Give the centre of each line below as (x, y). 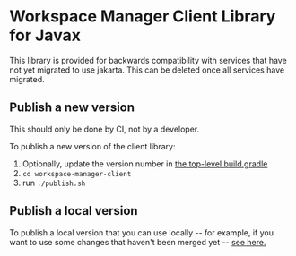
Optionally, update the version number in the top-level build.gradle (145, 164)
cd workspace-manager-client (77, 174)
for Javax (45, 35)
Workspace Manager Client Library (143, 17)
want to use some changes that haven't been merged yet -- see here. (138, 242)
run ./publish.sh (54, 183)
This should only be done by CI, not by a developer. (104, 129)
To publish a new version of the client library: (92, 146)
